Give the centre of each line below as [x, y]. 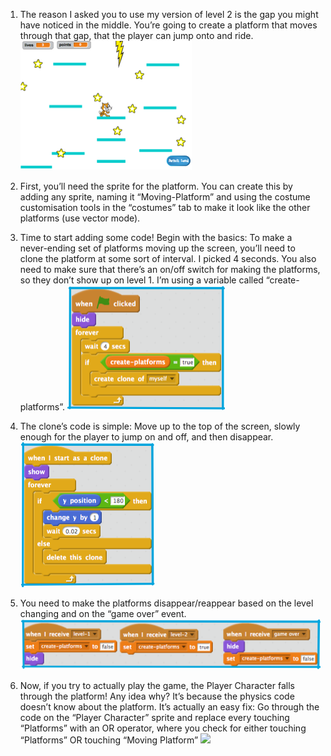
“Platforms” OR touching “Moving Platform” [109, 740]
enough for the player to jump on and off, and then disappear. [146, 437]
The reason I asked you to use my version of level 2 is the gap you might [169, 14]
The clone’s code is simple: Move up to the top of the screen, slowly [160, 426]
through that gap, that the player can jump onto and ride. [136, 35]
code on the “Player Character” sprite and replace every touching [154, 717]
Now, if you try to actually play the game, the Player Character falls [157, 685]
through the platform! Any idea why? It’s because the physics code [157, 696]
